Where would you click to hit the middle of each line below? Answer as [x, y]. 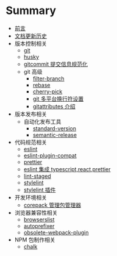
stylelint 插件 [40, 190]
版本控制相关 [30, 43]
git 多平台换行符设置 [58, 99]
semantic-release [55, 135]
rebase [41, 85]
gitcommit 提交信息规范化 [55, 64]
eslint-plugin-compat [50, 155]
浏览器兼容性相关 [36, 212]
